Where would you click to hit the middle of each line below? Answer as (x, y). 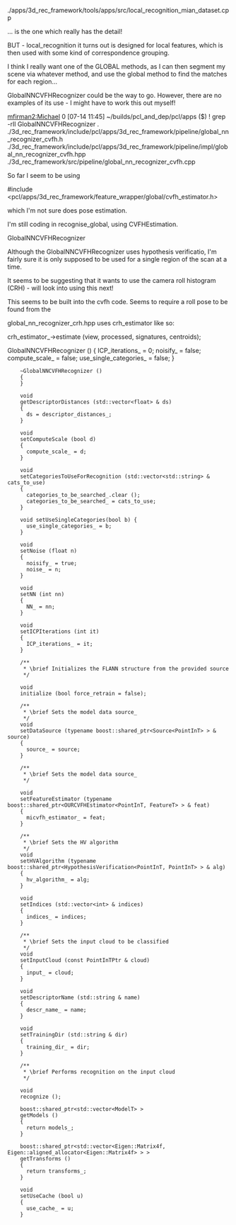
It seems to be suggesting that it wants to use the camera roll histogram (112, 280)
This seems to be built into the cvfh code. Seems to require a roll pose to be (118, 302)
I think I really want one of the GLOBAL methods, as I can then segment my (117, 66)
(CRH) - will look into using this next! (61, 288)
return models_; (50, 1128)
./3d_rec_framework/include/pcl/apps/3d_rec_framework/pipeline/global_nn (118, 132)
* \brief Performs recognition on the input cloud (99, 1072)
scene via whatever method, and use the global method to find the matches (117, 74)
